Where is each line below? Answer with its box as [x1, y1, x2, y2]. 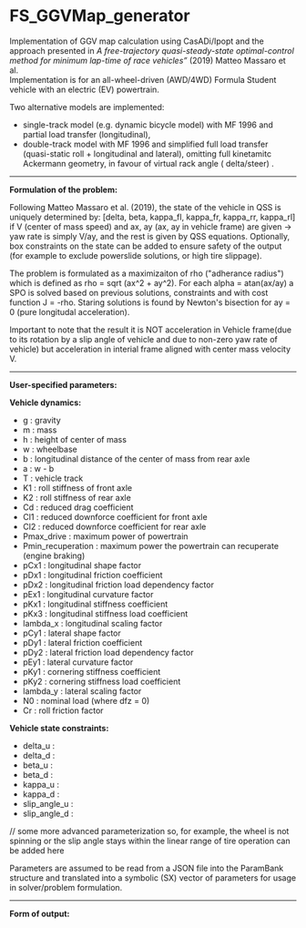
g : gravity [22, 414, 61, 425]
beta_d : [22, 769, 53, 780]
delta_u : [22, 739, 56, 751]
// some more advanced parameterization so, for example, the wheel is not [9, 825, 290, 836]
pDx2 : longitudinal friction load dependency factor [22, 579, 214, 590]
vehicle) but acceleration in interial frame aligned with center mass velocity [9, 343, 291, 354]
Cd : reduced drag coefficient [22, 502, 134, 513]
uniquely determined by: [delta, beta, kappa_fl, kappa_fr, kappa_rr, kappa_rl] [9, 211, 296, 222]
